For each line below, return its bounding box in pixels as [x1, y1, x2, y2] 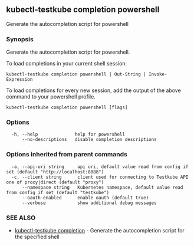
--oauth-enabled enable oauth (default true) [21, 195, 149, 201]
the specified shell [14, 233, 60, 240]
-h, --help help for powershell [11, 132, 126, 137]
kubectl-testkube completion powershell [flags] [6, 104, 128, 111]
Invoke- [148, 71, 167, 77]
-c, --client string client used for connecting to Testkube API [11, 174, 189, 180]
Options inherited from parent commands [6, 150, 128, 159]
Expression [6, 77, 33, 83]
